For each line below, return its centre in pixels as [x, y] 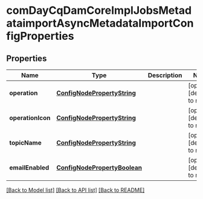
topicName [25, 143]
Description [165, 75]
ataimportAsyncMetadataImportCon [100, 23]
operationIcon [30, 118]
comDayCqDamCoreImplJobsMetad [99, 11]
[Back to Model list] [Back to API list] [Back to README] [76, 190]
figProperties [40, 36]
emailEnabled [29, 168]
